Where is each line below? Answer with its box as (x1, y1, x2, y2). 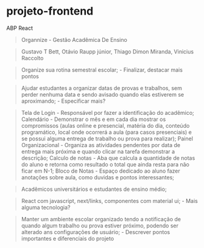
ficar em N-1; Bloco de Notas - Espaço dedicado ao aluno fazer (21, 167, 181, 174)
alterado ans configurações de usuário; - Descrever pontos (21, 228, 171, 235)
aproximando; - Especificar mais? (21, 97, 106, 105)
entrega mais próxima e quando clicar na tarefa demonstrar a (21, 148, 175, 155)
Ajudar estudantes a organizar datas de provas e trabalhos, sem (21, 84, 183, 92)
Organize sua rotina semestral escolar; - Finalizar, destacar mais (21, 66, 183, 74)
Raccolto (21, 54, 44, 61)
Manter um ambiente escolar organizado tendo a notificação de (21, 215, 181, 222)
